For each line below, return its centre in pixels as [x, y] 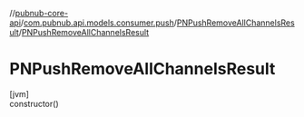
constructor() [34, 103]
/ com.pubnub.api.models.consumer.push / [98, 23]
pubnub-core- [42, 13]
